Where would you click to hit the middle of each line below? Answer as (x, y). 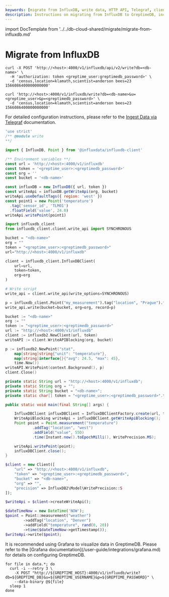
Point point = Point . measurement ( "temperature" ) (66, 423)
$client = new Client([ (30, 465)
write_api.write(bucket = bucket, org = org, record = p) (60, 307)
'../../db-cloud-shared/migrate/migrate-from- (106, 29)
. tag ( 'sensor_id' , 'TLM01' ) (39, 206)
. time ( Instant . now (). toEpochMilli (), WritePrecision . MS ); (94, 437)
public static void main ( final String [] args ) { (57, 405)
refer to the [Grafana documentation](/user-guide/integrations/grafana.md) (83, 549)
